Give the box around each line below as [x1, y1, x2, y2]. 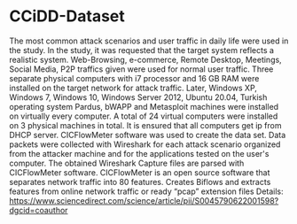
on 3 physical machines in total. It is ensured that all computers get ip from [9, 120, 282, 130]
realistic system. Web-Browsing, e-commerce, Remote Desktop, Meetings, [9, 54, 282, 65]
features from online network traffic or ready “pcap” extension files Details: [9, 186, 284, 197]
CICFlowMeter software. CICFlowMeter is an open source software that [9, 166, 270, 178]
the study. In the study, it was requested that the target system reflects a [9, 44, 275, 55]
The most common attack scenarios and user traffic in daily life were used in [9, 35, 289, 46]
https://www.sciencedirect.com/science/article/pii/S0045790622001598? [9, 195, 279, 205]
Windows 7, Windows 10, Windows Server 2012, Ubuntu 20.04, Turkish [9, 91, 268, 103]
